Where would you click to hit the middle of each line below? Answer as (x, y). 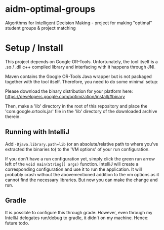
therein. (13, 116)
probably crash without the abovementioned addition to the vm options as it (82, 174)
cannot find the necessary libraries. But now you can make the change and (82, 180)
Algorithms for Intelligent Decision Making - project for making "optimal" (79, 23)
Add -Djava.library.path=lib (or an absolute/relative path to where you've (82, 144)
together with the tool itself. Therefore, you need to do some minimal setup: (82, 81)
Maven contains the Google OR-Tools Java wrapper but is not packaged (79, 76)
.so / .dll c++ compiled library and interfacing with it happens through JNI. (80, 67)
